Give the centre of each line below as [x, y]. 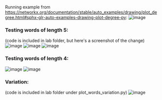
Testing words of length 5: [37, 30]
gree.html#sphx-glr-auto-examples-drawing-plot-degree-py [66, 17]
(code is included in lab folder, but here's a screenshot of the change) [75, 40]
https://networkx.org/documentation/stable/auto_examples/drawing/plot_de [81, 12]
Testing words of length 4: [37, 59]
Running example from [28, 7]
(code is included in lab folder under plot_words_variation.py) [66, 92]
